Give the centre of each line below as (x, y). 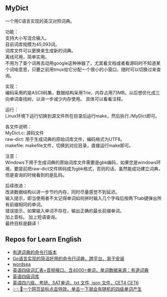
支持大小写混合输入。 (27, 38)
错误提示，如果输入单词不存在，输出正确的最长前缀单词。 (65, 211)
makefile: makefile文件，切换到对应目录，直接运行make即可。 (69, 145)
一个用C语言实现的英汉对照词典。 (40, 21)
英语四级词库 (26, 276)
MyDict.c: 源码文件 (25, 133)
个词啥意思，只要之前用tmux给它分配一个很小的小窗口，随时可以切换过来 (81, 69)
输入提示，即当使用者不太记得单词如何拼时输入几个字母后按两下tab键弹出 (81, 198)
